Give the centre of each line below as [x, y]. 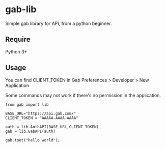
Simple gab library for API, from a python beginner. [59, 23]
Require [18, 39]
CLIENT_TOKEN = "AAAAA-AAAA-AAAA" [42, 118]
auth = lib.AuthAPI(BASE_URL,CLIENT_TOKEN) [52, 127]
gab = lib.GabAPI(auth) [31, 131]
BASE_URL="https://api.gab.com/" [41, 113]
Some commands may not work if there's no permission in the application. [83, 95]
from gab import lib [27, 105]
